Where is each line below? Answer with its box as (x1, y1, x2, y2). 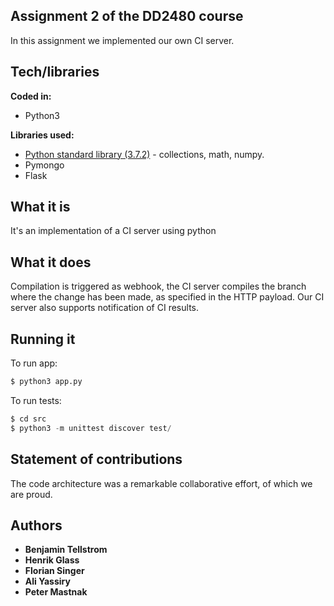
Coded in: (10, 90, 52, 102)
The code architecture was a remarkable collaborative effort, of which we (10, 477, 313, 489)
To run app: (10, 357, 58, 369)
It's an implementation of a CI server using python (10, 225, 217, 237)
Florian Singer (24, 565, 85, 577)
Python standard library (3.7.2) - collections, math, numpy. (24, 148, 265, 160)
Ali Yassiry (24, 575, 71, 588)
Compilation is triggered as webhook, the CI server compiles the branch (10, 280, 307, 293)
